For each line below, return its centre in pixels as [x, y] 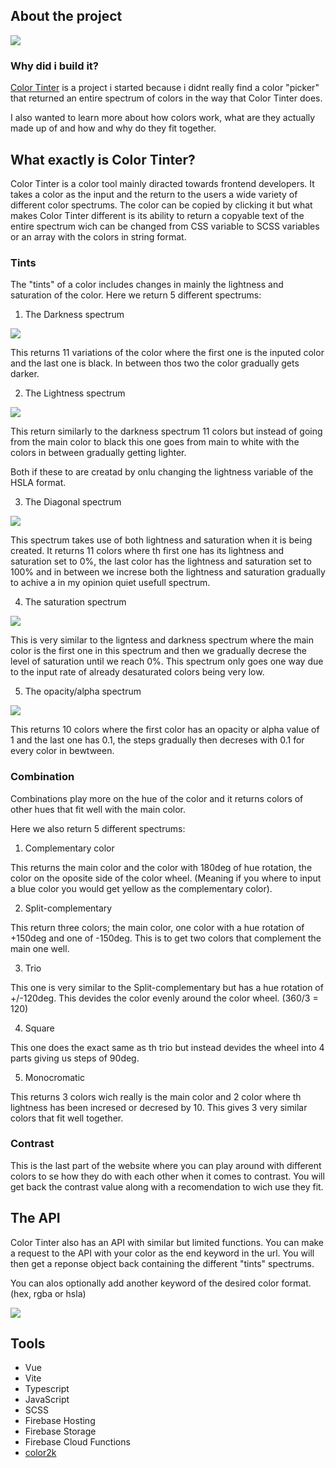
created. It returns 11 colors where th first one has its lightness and [147, 551]
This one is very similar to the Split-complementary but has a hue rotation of [167, 987]
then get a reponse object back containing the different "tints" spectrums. [162, 1263]
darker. [25, 374]
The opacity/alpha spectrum [83, 691]
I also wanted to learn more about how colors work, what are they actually [163, 118]
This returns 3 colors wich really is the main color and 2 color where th [156, 1096]
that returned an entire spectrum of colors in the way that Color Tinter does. [166, 98]
